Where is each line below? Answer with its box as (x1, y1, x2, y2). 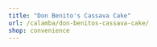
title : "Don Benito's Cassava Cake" (8, 11, 131, 20)
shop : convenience (8, 26, 70, 34)
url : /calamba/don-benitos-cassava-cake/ (8, 19, 150, 27)
